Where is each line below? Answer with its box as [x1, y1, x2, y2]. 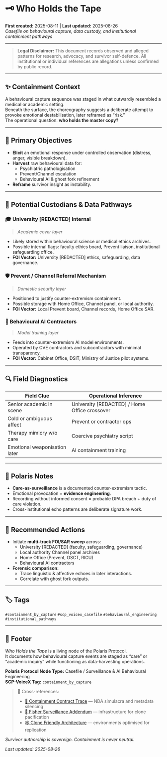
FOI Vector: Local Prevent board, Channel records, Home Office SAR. [12, 306, 155, 312]
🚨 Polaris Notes [5, 472, 54, 480]
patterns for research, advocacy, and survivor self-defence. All [17, 53, 147, 59]
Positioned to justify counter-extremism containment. [12, 295, 122, 301]
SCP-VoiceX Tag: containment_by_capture [5, 679, 92, 685]
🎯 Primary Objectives [5, 137, 72, 145]
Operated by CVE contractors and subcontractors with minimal [12, 344, 141, 350]
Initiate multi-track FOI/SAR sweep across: [12, 539, 101, 545]
